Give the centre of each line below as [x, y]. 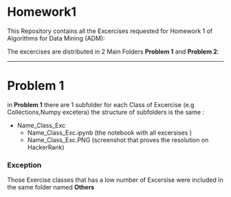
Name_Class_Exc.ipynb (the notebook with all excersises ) [110, 132]
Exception [24, 165]
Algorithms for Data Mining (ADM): [56, 38]
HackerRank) [46, 147]
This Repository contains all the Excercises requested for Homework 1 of [110, 31]
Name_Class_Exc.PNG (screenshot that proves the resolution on [118, 140]
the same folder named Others [51, 187]
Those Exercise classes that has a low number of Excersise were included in [115, 180]
